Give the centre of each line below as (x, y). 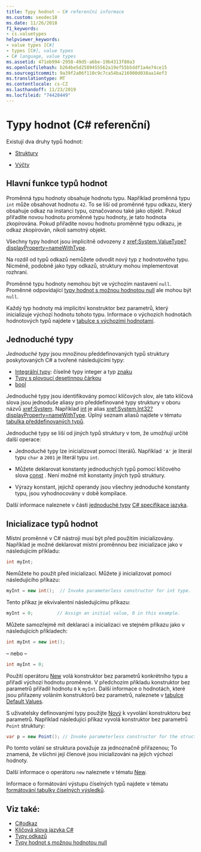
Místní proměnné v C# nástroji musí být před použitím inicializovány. (90, 538)
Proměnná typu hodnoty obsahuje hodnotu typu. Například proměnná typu (98, 198)
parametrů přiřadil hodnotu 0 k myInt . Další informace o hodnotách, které (96, 689)
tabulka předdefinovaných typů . (45, 422)
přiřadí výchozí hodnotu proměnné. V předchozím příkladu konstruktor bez (98, 682)
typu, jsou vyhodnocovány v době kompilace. (71, 493)
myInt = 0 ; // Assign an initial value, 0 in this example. (93, 613)
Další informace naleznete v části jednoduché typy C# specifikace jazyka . (97, 505)
